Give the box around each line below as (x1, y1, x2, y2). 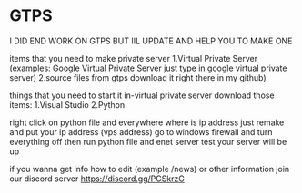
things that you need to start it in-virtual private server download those (9, 90, 275, 101)
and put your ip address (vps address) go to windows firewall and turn (9, 126, 273, 137)
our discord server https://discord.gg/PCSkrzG (9, 173, 185, 184)
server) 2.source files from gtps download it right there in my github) (9, 72, 267, 82)
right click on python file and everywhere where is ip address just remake (9, 117, 285, 128)
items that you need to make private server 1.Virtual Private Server (9, 53, 258, 63)
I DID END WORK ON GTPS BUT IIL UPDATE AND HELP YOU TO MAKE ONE (9, 35, 293, 46)
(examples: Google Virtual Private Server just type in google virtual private (9, 63, 287, 73)
